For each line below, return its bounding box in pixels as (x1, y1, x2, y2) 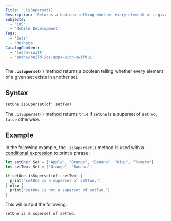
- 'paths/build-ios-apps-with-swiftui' (10, 54, 95, 60)
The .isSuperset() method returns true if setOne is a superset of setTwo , (5, 111, 157, 117)
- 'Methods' (10, 41, 36, 46)
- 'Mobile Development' (10, 26, 60, 31)
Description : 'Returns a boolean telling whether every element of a (5, 12, 156, 17)
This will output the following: (5, 201, 67, 208)
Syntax (5, 88, 28, 97)
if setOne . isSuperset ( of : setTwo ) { (5, 173, 83, 178)
